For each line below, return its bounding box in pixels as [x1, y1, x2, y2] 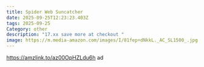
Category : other [6, 26, 48, 32]
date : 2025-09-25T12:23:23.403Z [6, 15, 89, 21]
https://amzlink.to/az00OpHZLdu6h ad [6, 54, 104, 61]
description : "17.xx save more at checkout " [6, 32, 124, 38]
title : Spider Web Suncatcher [6, 9, 84, 15]
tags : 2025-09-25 [6, 20, 51, 26]
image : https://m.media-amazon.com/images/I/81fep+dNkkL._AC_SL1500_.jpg [6, 37, 199, 43]
